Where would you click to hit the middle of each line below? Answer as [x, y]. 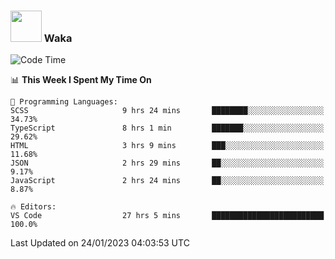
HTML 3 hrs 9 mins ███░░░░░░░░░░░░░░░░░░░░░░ [167, 146]
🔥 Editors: [33, 207]
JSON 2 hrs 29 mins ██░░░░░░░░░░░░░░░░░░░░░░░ [167, 163]
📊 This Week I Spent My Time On [81, 80]
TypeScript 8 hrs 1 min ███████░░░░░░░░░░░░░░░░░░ [167, 128]
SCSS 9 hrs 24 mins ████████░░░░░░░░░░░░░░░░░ [167, 111]
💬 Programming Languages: [64, 102]
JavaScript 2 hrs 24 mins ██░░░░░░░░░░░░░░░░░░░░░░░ [167, 181]
